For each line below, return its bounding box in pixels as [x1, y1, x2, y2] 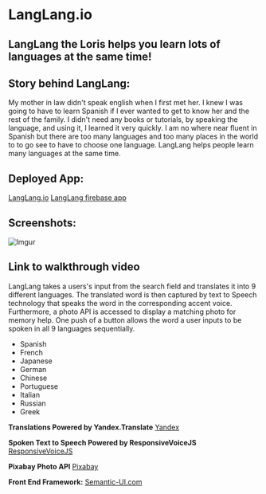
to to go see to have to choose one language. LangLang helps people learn [8, 140, 255, 150]
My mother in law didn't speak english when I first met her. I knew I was [8, 98, 243, 108]
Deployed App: [8, 171, 84, 185]
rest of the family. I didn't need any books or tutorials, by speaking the [8, 115, 238, 124]
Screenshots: [8, 216, 77, 229]
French [19, 347, 44, 357]
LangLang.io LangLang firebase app [8, 193, 127, 202]
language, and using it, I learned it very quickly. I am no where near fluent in [8, 123, 257, 133]
